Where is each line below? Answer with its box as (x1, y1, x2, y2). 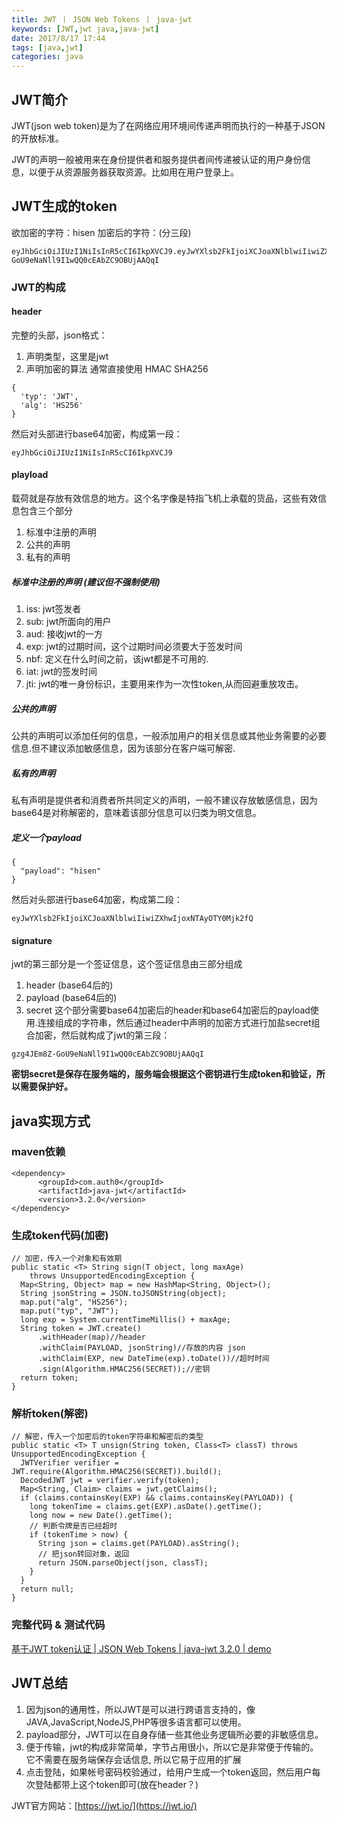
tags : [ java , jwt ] (11, 42, 84, 53)
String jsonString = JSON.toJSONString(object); (20, 1289, 227, 1299)
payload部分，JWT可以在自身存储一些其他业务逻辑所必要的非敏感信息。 (25, 1728, 324, 1740)
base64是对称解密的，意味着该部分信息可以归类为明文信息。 (11, 806, 262, 818)
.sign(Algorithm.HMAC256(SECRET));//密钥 (37, 1364, 211, 1375)
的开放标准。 (11, 132, 64, 144)
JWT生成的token (11, 198, 118, 215)
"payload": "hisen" (20, 866, 102, 876)
